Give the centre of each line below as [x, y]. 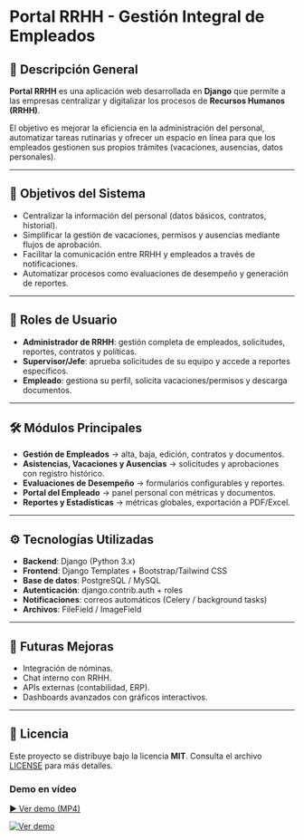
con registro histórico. [64, 474]
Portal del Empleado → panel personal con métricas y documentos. [149, 493]
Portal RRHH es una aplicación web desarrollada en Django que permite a [147, 91]
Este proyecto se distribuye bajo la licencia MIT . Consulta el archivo [136, 756]
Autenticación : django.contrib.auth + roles [103, 590]
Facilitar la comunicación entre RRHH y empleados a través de [138, 254]
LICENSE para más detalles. [61, 765]
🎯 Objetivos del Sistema [78, 193]
